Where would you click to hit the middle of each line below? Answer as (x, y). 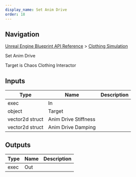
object (15, 111)
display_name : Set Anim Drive (36, 10)
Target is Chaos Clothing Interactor (41, 65)
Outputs (18, 145)
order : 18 (15, 14)
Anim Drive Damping (72, 128)
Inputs (15, 81)
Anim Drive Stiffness (72, 119)
